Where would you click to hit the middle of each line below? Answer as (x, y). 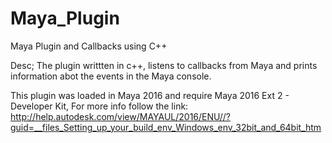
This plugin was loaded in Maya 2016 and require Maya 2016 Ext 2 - (150, 95)
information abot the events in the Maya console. (111, 76)
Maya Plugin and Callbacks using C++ (89, 46)
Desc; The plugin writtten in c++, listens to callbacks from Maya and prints (164, 65)
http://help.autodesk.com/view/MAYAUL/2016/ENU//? (120, 116)
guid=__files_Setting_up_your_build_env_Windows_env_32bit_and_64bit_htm (166, 127)
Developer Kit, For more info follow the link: (99, 106)
